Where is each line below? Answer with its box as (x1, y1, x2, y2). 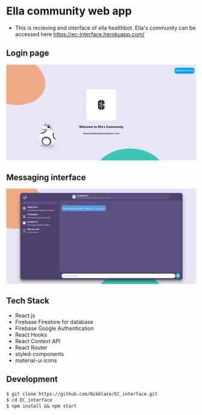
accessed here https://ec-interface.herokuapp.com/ (14, 30, 145, 37)
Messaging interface (6, 172, 86, 182)
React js (14, 312, 36, 319)
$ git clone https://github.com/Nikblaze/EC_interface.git (6, 391, 158, 397)
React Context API (14, 337, 61, 344)
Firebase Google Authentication (14, 325, 94, 332)
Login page (6, 48, 49, 59)
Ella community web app (6, 4, 132, 18)
